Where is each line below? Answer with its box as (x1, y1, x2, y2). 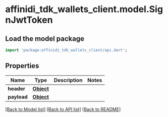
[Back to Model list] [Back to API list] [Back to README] (5, 106, 121, 112)
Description (53, 77, 83, 84)
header (8, 85, 26, 92)
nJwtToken (5, 14, 53, 26)
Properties (5, 62, 39, 70)
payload (8, 93, 28, 100)
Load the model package (5, 34, 85, 43)
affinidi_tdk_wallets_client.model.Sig (5, 4, 163, 15)
